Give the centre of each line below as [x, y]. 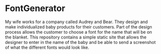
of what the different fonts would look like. [47, 47]
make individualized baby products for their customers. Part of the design [79, 27]
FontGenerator [35, 8]
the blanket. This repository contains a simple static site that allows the [76, 37]
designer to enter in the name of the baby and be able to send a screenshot [80, 42]
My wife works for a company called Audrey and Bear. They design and [76, 22]
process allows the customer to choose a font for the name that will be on [79, 32]
